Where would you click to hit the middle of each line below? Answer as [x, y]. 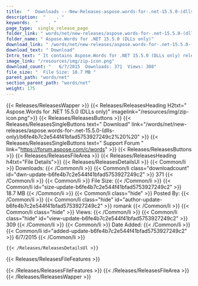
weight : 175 [21, 89]
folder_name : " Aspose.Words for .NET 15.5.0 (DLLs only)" [80, 39]
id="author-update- [138, 199]
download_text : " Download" [41, 50]
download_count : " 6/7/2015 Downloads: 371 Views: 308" [82, 66]
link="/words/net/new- [159, 124]
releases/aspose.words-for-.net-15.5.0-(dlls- [60, 130]
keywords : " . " [32, 22]
